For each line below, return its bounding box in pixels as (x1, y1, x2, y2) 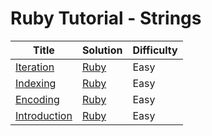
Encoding (15, 92, 60, 106)
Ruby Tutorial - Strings (10, 7, 202, 30)
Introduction (15, 108, 73, 122)
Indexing (15, 76, 57, 90)
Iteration (15, 60, 55, 74)
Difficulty (132, 43, 178, 57)
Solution (81, 43, 123, 57)
